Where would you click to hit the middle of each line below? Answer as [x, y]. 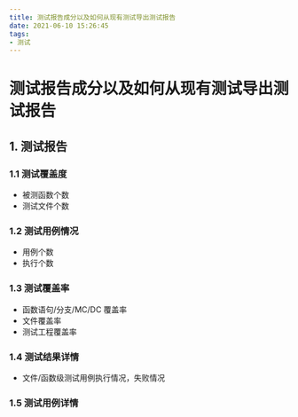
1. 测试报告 [39, 146]
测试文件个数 [45, 206]
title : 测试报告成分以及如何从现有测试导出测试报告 [92, 17]
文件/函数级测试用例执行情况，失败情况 [94, 378]
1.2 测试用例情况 [44, 232]
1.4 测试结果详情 [44, 357]
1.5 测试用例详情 [44, 403]
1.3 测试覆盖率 [39, 288]
